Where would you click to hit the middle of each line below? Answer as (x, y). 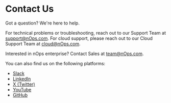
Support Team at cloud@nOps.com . (43, 43)
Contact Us (30, 9)
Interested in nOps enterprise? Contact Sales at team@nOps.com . (75, 54)
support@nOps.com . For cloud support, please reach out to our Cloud (79, 38)
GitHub (20, 95)
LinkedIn (22, 79)
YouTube (22, 89)
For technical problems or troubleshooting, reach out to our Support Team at (86, 33)
